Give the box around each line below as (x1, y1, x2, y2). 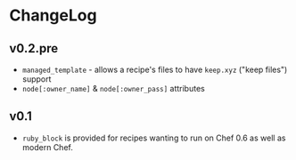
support (21, 74, 52, 84)
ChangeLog (9, 5, 97, 26)
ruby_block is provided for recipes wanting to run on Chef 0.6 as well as (21, 132, 286, 143)
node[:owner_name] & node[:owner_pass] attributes (21, 84, 205, 93)
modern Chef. (21, 141, 73, 152)
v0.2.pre (9, 41, 59, 56)
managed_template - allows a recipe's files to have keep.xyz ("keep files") (21, 64, 288, 75)
